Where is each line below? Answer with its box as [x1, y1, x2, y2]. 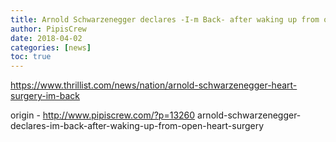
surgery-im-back [10, 90, 81, 102]
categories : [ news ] [10, 42, 92, 53]
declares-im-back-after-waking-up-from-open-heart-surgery [10, 120, 265, 132]
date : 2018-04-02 [10, 33, 83, 43]
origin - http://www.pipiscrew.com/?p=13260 [10, 109, 196, 121]
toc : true [10, 52, 52, 62]
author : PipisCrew [10, 24, 87, 34]
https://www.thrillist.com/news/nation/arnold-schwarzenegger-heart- [10, 79, 298, 91]
